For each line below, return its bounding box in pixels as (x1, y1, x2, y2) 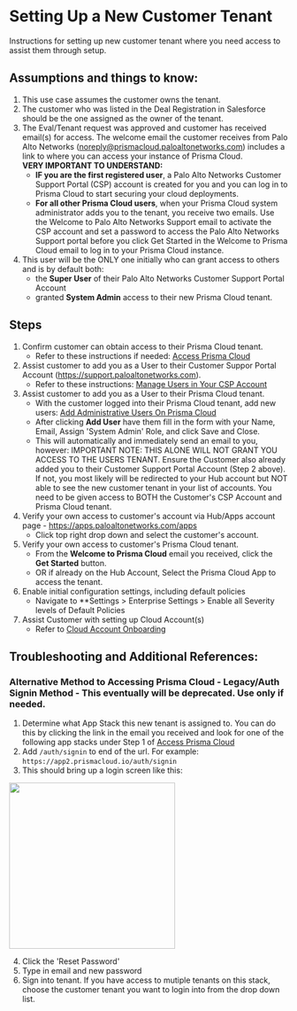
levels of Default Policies (34, 604, 126, 615)
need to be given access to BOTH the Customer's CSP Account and (34, 492, 283, 502)
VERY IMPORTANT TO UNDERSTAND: (21, 159, 164, 170)
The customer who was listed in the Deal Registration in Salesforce (21, 104, 266, 114)
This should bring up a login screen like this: (21, 765, 183, 776)
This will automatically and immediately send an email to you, (34, 435, 258, 446)
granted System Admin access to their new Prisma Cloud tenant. (34, 292, 273, 302)
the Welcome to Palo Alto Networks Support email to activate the (34, 216, 272, 227)
